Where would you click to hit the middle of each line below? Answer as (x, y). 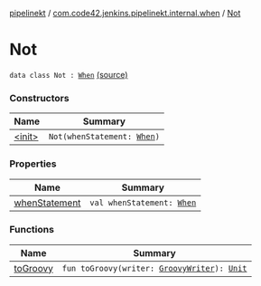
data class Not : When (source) (69, 74)
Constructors (39, 98)
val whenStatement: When (143, 202)
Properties (33, 164)
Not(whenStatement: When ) (104, 137)
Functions (32, 230)
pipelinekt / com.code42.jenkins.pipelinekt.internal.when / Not (125, 13)
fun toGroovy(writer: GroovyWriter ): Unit (154, 268)
